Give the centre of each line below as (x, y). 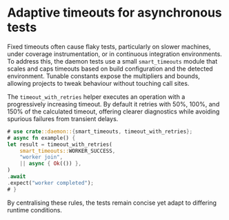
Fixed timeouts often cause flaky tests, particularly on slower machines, (109, 46)
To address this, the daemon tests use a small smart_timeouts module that (112, 61)
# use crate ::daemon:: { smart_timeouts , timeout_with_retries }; (100, 131)
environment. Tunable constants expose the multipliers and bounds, (103, 76)
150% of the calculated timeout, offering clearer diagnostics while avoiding (113, 111)
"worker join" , (41, 157)
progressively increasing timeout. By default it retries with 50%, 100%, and (113, 104)
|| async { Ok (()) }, (50, 164)
